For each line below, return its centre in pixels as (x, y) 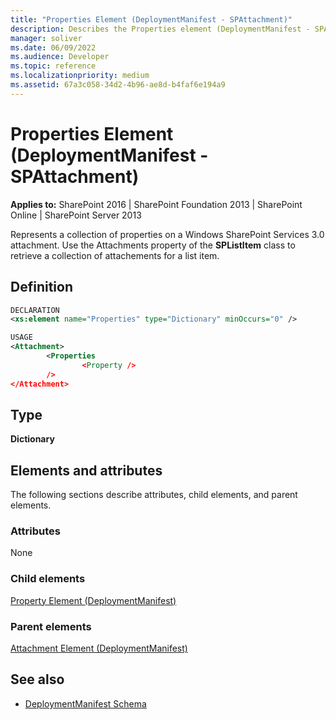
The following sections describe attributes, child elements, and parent (154, 495)
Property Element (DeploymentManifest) (93, 600)
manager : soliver (46, 38)
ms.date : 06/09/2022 (53, 47)
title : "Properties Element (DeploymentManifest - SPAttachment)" (151, 19)
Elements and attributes (86, 470)
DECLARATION (35, 310)
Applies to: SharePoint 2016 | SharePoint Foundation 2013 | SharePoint (156, 204)
